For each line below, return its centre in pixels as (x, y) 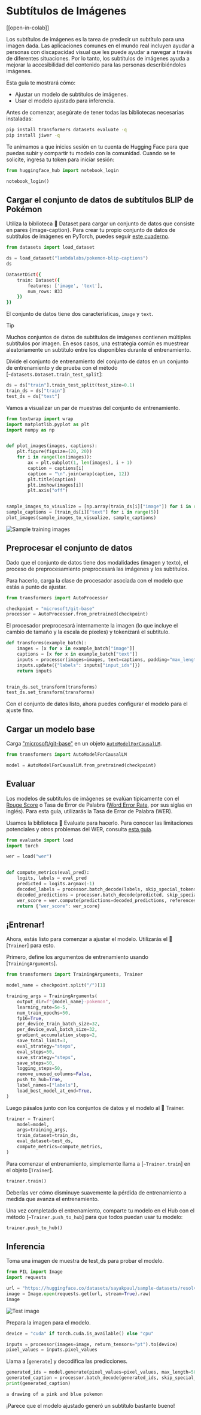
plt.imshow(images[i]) (56, 485)
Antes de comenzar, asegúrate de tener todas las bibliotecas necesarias (95, 112)
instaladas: (19, 119)
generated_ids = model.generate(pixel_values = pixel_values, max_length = (99, 1372)
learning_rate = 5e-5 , (42, 1007)
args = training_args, (42, 1130)
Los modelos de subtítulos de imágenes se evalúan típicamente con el (93, 798)
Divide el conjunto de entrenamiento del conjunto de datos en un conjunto (98, 361)
